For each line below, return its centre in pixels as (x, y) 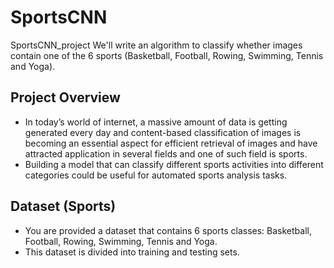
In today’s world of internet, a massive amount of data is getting (156, 122)
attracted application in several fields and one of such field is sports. (166, 153)
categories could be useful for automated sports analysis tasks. (156, 175)
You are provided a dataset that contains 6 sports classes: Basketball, (168, 230)
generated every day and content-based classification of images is (163, 132)
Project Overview (65, 97)
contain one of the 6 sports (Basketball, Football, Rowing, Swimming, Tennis (167, 55)
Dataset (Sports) (63, 206)
